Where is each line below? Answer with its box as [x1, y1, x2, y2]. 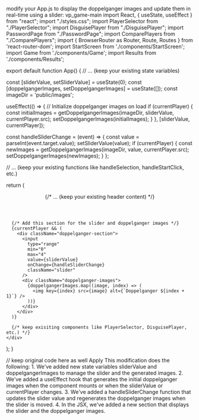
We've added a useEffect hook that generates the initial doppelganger [6, 376, 178, 383]
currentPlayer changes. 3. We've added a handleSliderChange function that [6, 388, 191, 395]
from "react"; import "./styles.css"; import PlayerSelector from [6, 18, 159, 24]
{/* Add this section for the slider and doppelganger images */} [11, 220, 179, 226]
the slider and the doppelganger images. [6, 408, 106, 414]
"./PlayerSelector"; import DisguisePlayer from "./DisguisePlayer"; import [6, 24, 184, 31]
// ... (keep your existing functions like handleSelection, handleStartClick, [6, 164, 184, 171]
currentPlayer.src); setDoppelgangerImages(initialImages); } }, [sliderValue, [6, 115, 190, 123]
